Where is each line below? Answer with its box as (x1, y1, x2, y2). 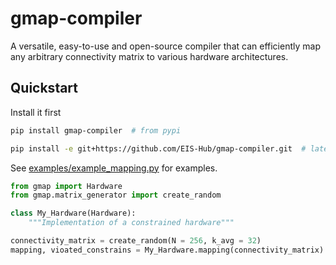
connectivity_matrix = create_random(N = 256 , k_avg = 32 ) (10, 236, 262, 246)
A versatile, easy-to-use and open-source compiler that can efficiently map (10, 40, 321, 52)
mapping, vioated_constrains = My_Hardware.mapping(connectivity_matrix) (10, 245, 325, 255)
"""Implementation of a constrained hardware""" (28, 218, 235, 228)
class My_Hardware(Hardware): (10, 208, 137, 219)
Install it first (10, 106, 62, 118)
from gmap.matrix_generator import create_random (10, 190, 222, 201)
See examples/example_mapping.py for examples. (10, 162, 218, 174)
